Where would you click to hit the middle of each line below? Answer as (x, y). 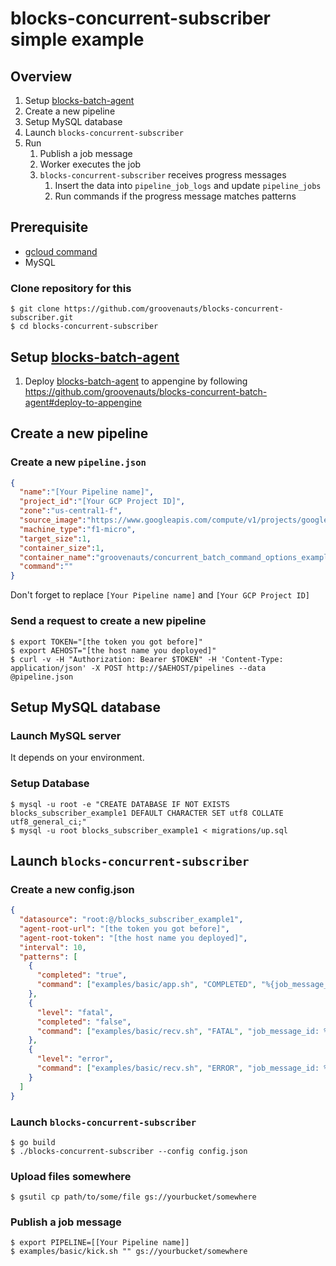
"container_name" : (58, 557)
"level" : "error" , (75, 1059)
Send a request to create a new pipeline (108, 621)
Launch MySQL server (66, 735)
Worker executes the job (90, 164)
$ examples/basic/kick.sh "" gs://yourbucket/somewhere (129, 1252)
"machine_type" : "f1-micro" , (78, 529)
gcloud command (61, 251)
